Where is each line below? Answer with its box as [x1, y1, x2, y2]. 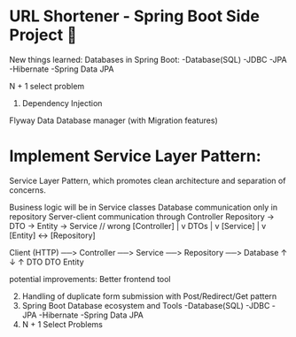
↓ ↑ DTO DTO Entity [9, 257, 84, 267]
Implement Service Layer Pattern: [9, 146, 261, 166]
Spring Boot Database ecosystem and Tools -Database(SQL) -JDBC [21, 300, 270, 310]
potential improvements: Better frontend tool [9, 273, 171, 284]
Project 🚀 [9, 25, 78, 45]
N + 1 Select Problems [21, 318, 104, 329]
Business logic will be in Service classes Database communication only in [9, 202, 277, 212]
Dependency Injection [21, 97, 103, 108]
